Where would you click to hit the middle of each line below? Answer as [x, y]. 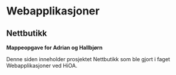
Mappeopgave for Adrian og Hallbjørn [55, 47]
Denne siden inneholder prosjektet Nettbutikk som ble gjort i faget [88, 59]
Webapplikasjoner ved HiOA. [42, 65]
